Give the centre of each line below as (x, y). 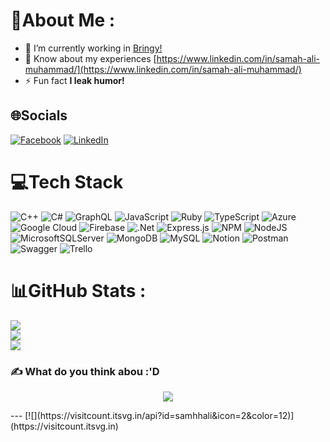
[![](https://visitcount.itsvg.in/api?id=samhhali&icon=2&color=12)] (159, 415)
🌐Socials (39, 115)
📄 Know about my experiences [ (90, 58)
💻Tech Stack (67, 181)
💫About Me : (63, 20)
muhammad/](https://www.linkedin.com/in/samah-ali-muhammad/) (163, 69)
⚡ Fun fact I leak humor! (74, 80)
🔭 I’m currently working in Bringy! (93, 48)
